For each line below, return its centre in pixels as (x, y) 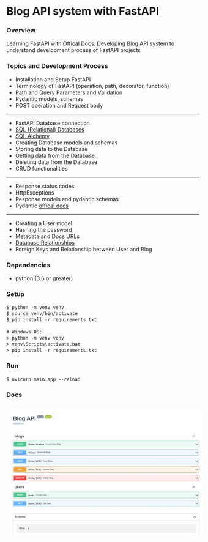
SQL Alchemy (32, 136)
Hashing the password (43, 229)
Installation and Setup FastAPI (53, 79)
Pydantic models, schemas (49, 98)
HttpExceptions (35, 192)
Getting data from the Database (55, 155)
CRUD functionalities (42, 168)
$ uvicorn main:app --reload (43, 379)
